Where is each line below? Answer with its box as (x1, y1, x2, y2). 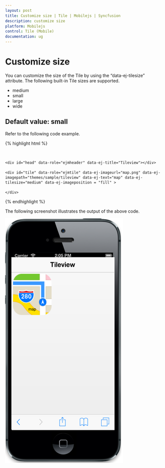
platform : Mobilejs (5, 24, 46, 29)
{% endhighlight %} (5, 198, 46, 204)
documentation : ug (5, 34, 43, 39)
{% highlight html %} (5, 140, 48, 146)
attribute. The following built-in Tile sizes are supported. (5, 77, 120, 84)
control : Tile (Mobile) (5, 29, 55, 34)
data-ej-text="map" (82, 175, 123, 180)
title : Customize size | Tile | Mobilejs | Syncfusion (5, 13, 121, 18)
